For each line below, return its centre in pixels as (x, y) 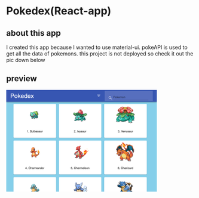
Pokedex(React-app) (59, 11)
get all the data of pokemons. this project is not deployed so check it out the (100, 54)
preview (22, 79)
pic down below (26, 60)
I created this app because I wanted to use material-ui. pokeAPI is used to (97, 47)
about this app (33, 33)
